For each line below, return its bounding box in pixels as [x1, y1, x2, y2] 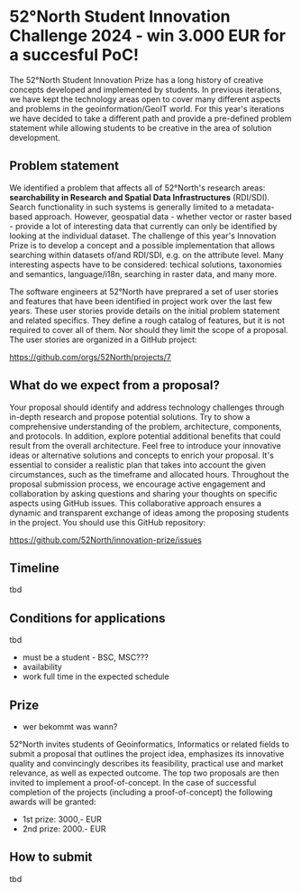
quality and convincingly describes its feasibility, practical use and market [9, 758, 284, 768]
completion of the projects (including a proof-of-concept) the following [9, 787, 273, 797]
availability [22, 662, 63, 673]
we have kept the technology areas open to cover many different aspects [9, 93, 281, 105]
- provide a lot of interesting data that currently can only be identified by [9, 220, 278, 231]
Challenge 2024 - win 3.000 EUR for [9, 25, 287, 46]
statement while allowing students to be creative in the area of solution [9, 122, 272, 133]
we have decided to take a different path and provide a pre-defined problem [9, 113, 292, 124]
